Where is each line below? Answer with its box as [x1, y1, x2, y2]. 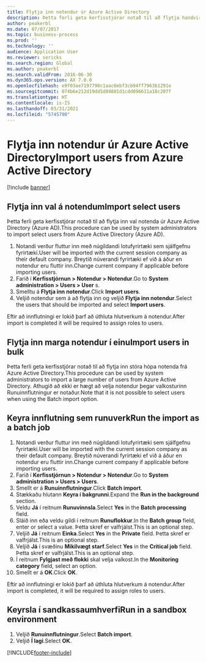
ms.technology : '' [7, 43, 54, 50]
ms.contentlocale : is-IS [7, 100, 70, 106]
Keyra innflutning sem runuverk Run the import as [7, 413, 199, 424]
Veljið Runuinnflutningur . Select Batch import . [15, 630, 133, 638]
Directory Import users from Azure [7, 150, 184, 164]
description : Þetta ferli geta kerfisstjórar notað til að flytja [7, 15, 180, 21]
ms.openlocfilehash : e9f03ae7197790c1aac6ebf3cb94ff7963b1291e [7, 83, 172, 89]
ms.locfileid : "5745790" [7, 111, 70, 117]
